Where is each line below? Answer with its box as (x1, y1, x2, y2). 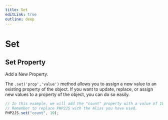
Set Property (5, 58, 46, 66)
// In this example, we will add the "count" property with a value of (5, 101, 157, 106)
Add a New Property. (5, 71, 48, 77)
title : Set (5, 7, 28, 12)
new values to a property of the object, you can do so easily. (5, 91, 130, 97)
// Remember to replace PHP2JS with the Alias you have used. (5, 106, 137, 111)
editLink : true (5, 12, 37, 17)
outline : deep (5, 16, 35, 21)
